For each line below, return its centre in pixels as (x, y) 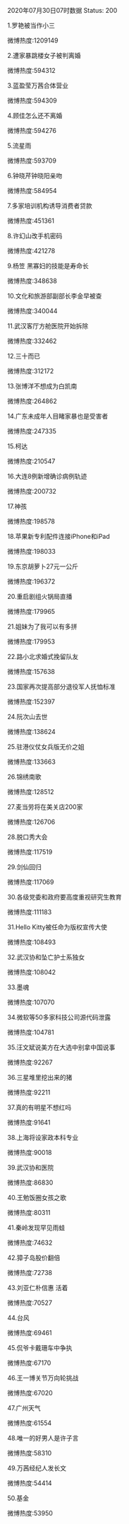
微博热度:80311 (29, 1212)
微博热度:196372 (31, 581)
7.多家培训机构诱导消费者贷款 (50, 206)
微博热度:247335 (32, 431)
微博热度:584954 (32, 191)
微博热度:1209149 (33, 40)
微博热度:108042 (32, 972)
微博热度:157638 (31, 671)
